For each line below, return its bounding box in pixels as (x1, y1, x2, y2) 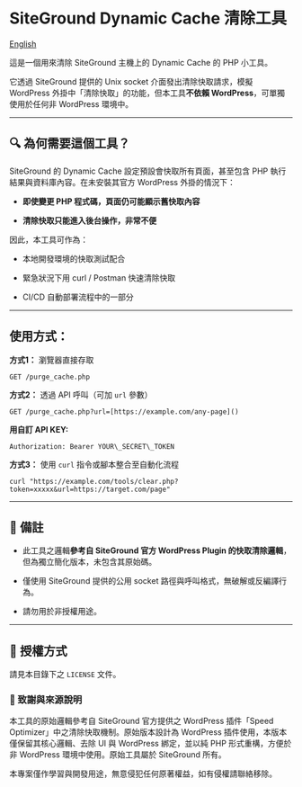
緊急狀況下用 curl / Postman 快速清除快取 (22, 272, 176, 283)
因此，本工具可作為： (9, 234, 88, 245)
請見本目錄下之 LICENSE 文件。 (9, 669, 121, 680)
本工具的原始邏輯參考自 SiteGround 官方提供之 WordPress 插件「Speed (9, 716, 274, 727)
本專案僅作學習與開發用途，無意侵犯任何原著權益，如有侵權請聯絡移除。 (9, 768, 277, 779)
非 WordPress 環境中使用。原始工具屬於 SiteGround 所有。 (9, 749, 226, 760)
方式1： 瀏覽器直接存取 (9, 354, 94, 365)
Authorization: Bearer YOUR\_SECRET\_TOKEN (9, 442, 175, 451)
